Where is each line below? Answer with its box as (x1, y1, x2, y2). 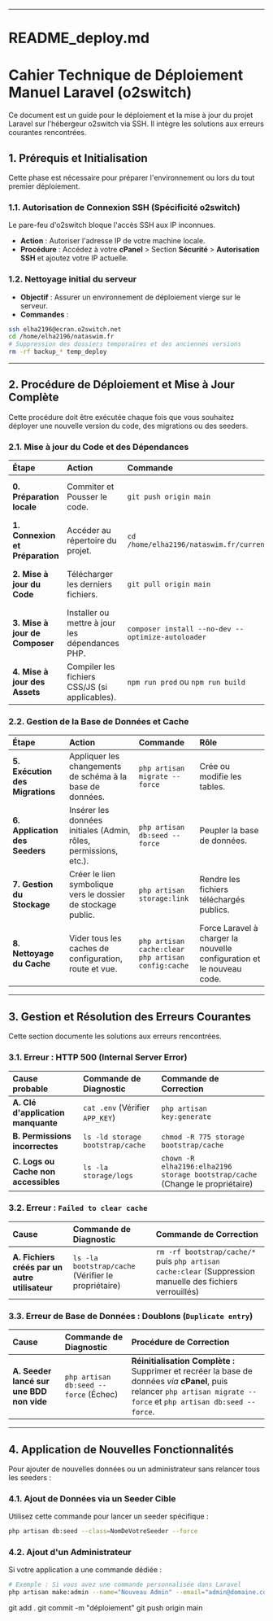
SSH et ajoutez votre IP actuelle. (19, 253, 128, 263)
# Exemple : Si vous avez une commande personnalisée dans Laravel (8, 1580, 242, 1589)
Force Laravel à (199, 923, 258, 934)
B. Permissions (12, 1130, 71, 1142)
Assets (12, 687, 41, 698)
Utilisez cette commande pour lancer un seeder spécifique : (8, 1511, 209, 1522)
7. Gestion (12, 879, 54, 890)
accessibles (12, 1176, 60, 1187)
